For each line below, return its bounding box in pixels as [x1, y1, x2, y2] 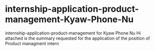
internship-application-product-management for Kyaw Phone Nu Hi [5, 30, 141, 36]
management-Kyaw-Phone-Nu [5, 14, 133, 25]
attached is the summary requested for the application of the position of [5, 35, 150, 41]
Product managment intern [5, 40, 59, 46]
